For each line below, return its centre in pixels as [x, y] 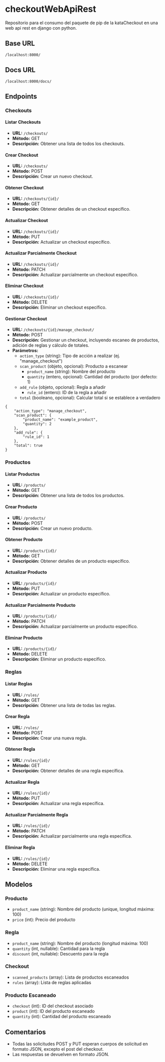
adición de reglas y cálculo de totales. [51, 345]
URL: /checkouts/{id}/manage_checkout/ [53, 330]
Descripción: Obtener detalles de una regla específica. [68, 770]
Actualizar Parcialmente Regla [37, 814]
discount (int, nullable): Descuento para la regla [60, 953]
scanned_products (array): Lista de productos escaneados [70, 977]
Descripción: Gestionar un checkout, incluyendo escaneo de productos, [86, 340]
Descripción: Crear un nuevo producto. [52, 528]
